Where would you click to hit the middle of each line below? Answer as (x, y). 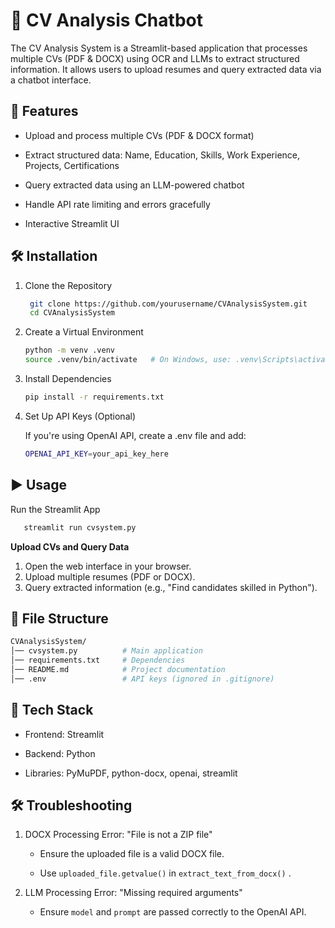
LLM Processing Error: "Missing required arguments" (133, 893)
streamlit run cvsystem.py (80, 527)
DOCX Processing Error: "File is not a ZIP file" (118, 835)
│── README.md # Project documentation (118, 669)
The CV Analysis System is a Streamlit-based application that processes (159, 48)
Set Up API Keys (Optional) (80, 416)
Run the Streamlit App (55, 509)
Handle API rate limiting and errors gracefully (117, 204)
